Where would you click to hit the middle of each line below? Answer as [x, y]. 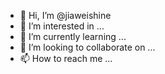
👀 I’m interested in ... [62, 26]
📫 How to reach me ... [66, 58]
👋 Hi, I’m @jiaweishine [65, 15]
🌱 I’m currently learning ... [73, 36]
